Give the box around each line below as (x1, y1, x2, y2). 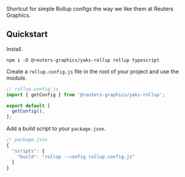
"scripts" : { (12, 148, 45, 154)
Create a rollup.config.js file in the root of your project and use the (6, 68, 179, 75)
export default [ (6, 103, 51, 109)
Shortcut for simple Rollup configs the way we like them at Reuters (6, 5, 174, 12)
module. (6, 74, 27, 82)
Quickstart (6, 29, 48, 40)
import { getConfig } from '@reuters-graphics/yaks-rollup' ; (6, 91, 165, 98)
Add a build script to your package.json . (6, 125, 106, 133)
